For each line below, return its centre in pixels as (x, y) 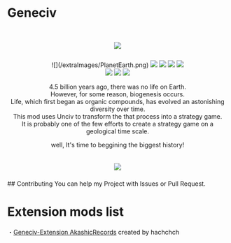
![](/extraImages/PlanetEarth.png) (100, 65)
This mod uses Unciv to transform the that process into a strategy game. (118, 117)
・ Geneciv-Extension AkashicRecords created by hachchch (93, 232)
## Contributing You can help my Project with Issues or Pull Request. (106, 184)
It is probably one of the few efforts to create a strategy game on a (118, 124)
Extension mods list (66, 212)
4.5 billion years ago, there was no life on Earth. (118, 87)
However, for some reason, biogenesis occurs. (118, 94)
